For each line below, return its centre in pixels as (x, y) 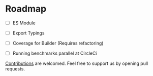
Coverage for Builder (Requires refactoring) (58, 43)
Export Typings (28, 33)
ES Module (24, 23)
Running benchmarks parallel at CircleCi (55, 53)
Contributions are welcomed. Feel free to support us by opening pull (77, 63)
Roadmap (26, 9)
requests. (15, 69)
